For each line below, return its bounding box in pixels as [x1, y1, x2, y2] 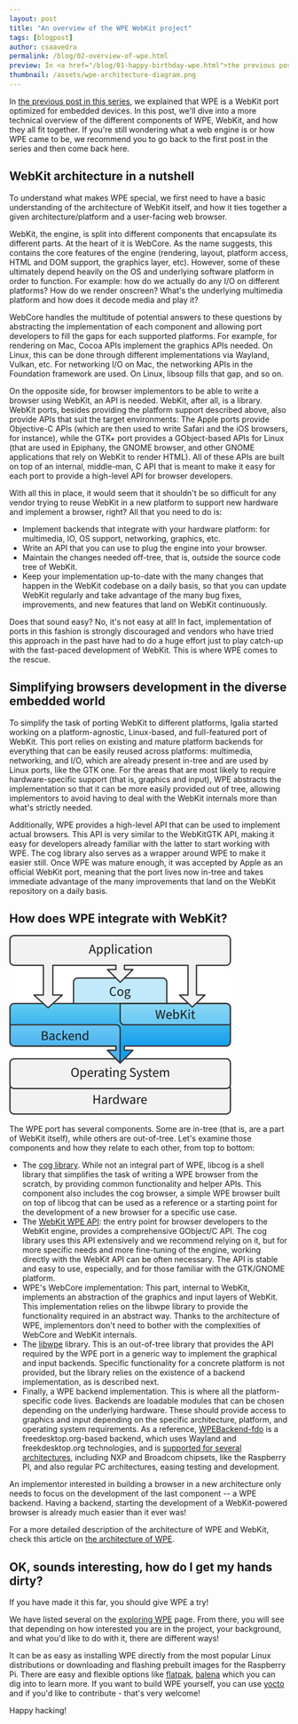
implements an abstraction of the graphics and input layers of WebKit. [21, 1292, 278, 1302]
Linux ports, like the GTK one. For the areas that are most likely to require [9, 764, 277, 775]
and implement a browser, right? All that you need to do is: [9, 506, 223, 517]
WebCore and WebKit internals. [21, 1330, 137, 1340]
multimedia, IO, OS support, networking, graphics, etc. [21, 533, 221, 543]
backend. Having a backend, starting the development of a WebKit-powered [9, 1498, 288, 1508]
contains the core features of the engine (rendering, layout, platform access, [9, 247, 288, 257]
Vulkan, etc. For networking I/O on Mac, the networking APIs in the [9, 359, 254, 369]
